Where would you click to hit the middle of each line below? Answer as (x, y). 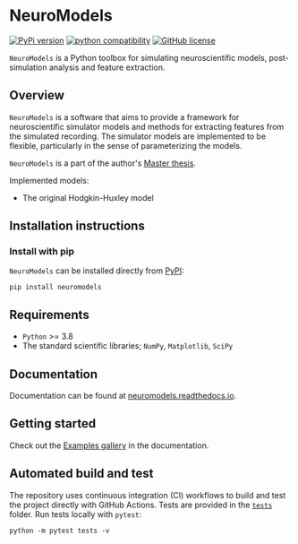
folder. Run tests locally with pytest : (75, 514)
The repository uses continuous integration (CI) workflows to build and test (148, 495)
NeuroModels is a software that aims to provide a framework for (124, 117)
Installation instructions (77, 226)
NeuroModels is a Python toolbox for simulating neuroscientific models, (138, 57)
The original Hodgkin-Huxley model (88, 197)
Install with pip (42, 252)
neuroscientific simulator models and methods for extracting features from (147, 126)
